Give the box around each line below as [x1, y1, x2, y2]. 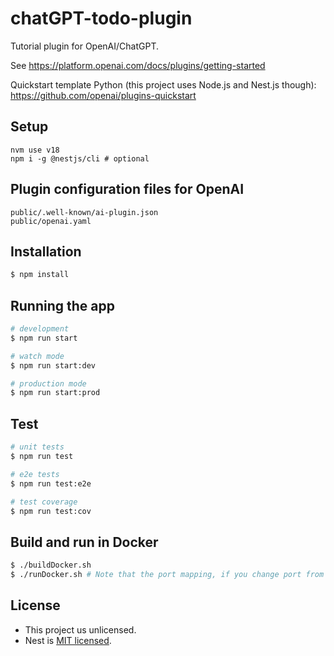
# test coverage [10, 497, 78, 507]
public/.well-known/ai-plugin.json [10, 207, 159, 217]
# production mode [10, 378, 87, 389]
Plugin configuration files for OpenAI [10, 181, 245, 198]
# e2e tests [10, 469, 60, 479]
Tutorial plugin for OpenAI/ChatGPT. [10, 40, 160, 52]
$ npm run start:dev [10, 360, 97, 371]
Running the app [10, 297, 115, 314]
